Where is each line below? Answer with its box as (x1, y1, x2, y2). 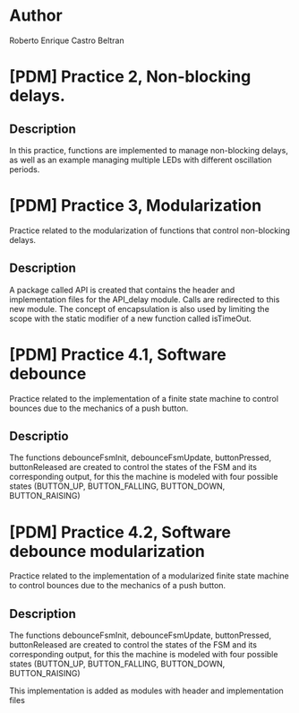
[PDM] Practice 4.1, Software (9, 344, 226, 364)
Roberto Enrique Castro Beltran (9, 35, 124, 46)
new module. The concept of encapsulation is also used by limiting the (9, 303, 270, 314)
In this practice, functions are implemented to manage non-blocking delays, (9, 144, 289, 155)
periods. (9, 163, 40, 175)
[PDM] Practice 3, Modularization (9, 196, 262, 216)
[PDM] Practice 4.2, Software (9, 522, 231, 543)
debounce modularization (9, 541, 206, 561)
